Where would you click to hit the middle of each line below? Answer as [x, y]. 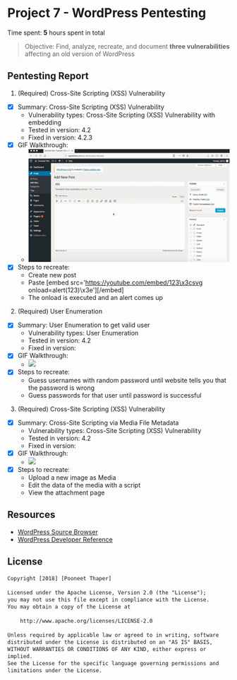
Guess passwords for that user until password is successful [115, 395]
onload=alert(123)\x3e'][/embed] [76, 290]
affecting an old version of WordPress [80, 54]
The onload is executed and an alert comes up [96, 298]
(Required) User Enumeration [60, 311]
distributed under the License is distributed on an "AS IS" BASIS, [110, 642]
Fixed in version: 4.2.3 [60, 137]
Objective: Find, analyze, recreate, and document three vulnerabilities [127, 46]
